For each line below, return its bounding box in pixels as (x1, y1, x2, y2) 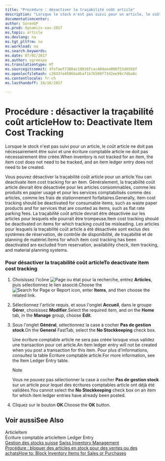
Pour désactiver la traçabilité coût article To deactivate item (5, 259, 149, 266)
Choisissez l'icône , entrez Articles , (12, 276, 152, 282)
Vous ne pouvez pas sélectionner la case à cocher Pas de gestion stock (12, 376, 159, 382)
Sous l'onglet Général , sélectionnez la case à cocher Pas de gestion (12, 322, 151, 328)
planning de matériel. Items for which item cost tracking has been (5, 236, 137, 242)
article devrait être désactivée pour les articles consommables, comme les (5, 184, 156, 190)
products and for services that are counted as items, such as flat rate (5, 205, 145, 211)
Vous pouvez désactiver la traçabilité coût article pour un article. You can (5, 173, 152, 180)
